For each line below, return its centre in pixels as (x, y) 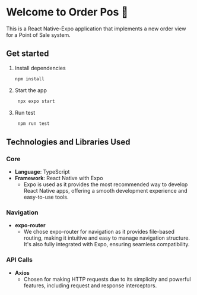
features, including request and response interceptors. (90, 285)
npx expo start (36, 101)
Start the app (31, 90)
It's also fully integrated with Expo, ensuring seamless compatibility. (107, 244)
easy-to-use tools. (46, 197)
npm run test (34, 123)
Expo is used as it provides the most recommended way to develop (106, 184)
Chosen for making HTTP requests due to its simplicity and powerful (107, 279)
